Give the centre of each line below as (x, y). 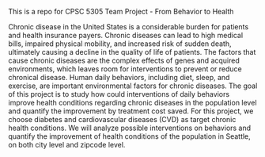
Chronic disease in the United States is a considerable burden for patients (129, 27)
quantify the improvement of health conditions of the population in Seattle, (129, 136)
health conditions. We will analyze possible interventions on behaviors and (130, 128)
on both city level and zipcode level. (67, 145)
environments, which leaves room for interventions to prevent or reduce (125, 69)
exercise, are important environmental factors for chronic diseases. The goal (133, 86)
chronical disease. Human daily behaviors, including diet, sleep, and (119, 77)
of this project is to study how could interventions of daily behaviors (119, 94)
